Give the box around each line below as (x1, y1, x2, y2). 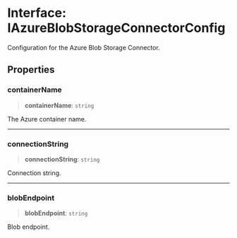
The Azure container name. (7, 114, 87, 123)
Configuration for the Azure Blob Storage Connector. (7, 43, 160, 52)
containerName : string (24, 101, 95, 109)
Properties (7, 64, 55, 76)
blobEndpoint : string (24, 209, 88, 218)
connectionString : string (24, 155, 100, 163)
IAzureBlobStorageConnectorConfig (7, 20, 226, 36)
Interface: (7, 5, 67, 21)
